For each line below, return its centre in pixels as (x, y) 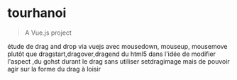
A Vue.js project (48, 33)
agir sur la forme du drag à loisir (54, 69)
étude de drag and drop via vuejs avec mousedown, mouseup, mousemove (118, 46)
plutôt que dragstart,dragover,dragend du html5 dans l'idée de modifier (112, 54)
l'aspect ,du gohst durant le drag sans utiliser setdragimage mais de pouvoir (119, 61)
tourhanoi (37, 13)
